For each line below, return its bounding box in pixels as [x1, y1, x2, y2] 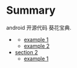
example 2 [23, 42, 50, 50]
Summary [6, 4, 56, 17]
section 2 [14, 48, 38, 55]
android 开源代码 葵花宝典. [6, 24, 72, 31]
